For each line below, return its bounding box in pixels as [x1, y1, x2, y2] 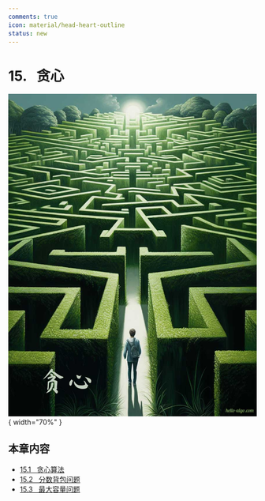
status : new [8, 29, 47, 37]
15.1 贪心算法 [19, 465, 65, 474]
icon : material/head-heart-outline [8, 21, 125, 29]
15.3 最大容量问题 [19, 484, 80, 494]
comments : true [8, 13, 58, 21]
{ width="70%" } [8, 417, 62, 427]
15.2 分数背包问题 [19, 474, 80, 484]
